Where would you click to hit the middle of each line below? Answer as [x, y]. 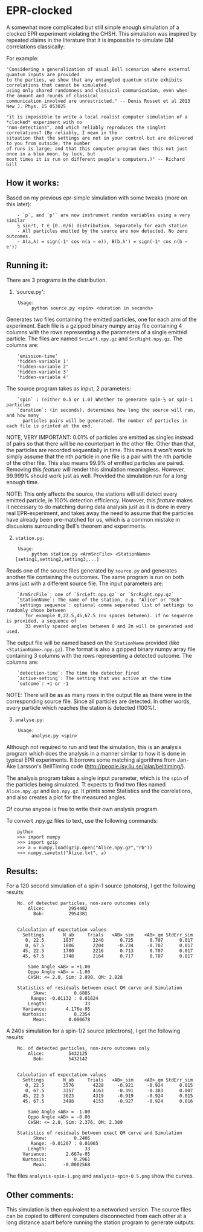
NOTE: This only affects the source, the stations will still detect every [92, 494]
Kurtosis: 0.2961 [56, 1159]
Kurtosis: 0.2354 [56, 1014]
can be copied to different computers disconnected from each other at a [96, 1216]
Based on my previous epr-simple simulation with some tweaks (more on [97, 198]
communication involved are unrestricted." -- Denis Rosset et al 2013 [98, 101]
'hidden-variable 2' [43, 366]
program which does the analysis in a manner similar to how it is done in [96, 753]
